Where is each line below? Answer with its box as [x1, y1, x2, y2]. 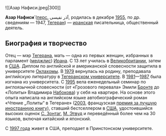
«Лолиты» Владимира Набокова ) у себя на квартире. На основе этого [5, 89, 156, 95]
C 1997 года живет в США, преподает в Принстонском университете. [5, 125, 154, 131]
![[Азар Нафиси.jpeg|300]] [5, 5, 61, 10]
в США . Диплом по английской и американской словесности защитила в [5, 63, 162, 69]
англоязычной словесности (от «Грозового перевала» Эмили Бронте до [5, 84, 160, 90]
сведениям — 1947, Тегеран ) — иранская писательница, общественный [5, 20, 159, 25]
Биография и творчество [5, 39, 87, 48]
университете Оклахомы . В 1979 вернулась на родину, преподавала [5, 68, 151, 74]
